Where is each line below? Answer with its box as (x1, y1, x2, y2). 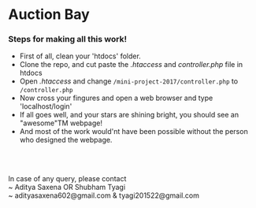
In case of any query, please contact (8, 174, 127, 184)
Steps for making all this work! (8, 34, 128, 45)
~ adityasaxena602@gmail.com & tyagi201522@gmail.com (8, 191, 199, 200)
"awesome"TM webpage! (19, 118, 102, 128)
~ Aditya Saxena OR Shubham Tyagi (8, 183, 126, 192)
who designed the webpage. (19, 136, 113, 145)
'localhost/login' (19, 102, 72, 111)
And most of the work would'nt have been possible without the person (19, 127, 248, 136)
